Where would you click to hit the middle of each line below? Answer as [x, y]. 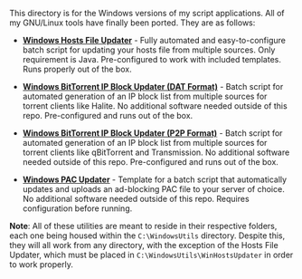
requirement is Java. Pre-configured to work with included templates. [152, 59]
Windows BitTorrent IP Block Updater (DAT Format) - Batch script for [153, 87]
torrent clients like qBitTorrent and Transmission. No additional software [156, 152]
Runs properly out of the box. [77, 69]
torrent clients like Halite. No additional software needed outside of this [155, 106]
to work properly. [42, 265]
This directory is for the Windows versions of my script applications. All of [147, 13]
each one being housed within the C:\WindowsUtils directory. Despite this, [147, 236]
